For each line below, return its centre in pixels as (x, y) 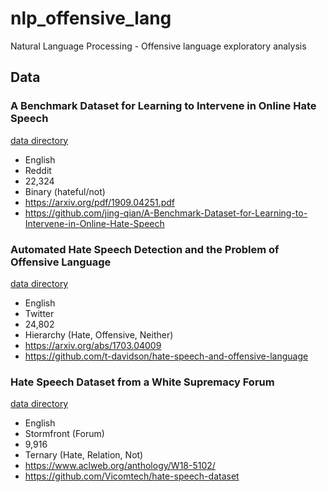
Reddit (38, 170)
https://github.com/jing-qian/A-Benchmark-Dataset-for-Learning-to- (166, 213)
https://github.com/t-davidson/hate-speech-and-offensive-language (166, 356)
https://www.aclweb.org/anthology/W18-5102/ (120, 466)
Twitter (39, 313)
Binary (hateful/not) (65, 191)
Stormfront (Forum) (64, 434)
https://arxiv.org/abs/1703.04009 (93, 345)
